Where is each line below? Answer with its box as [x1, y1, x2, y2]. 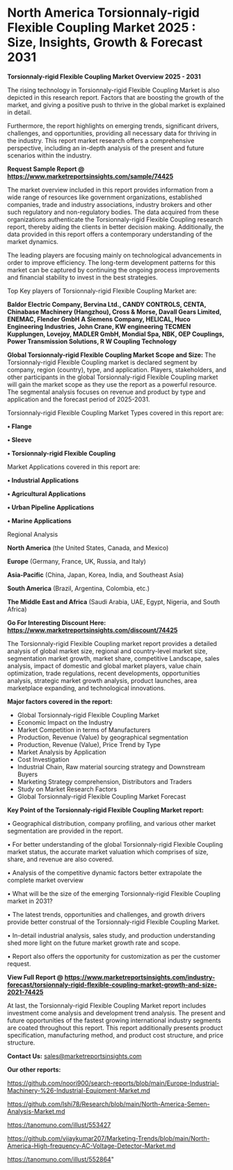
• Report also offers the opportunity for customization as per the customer [7, 952, 220, 960]
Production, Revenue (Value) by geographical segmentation [17, 733, 189, 741]
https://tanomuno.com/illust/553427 [7, 1121, 111, 1129]
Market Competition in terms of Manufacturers [17, 725, 151, 734]
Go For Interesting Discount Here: [7, 618, 106, 626]
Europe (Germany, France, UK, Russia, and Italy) [7, 557, 146, 565]
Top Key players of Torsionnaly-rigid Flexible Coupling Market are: [7, 286, 197, 295]
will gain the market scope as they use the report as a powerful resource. [7, 380, 217, 388]
